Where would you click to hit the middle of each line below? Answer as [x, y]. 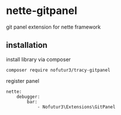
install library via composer [38, 59]
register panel [23, 81]
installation [27, 45]
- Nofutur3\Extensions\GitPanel [76, 107]
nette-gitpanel [42, 11]
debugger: [29, 97]
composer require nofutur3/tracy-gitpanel [58, 70]
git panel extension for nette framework [54, 27]
